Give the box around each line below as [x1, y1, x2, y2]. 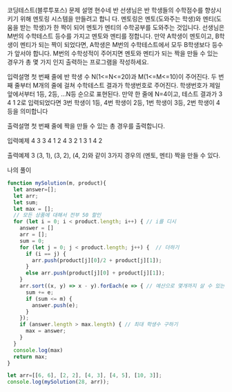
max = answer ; [25, 328, 67, 335]
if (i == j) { [25, 250, 67, 257]
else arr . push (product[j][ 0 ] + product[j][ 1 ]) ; [25, 270, 166, 277]
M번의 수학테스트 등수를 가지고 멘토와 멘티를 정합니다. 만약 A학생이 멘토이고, [7, 32, 214, 40]
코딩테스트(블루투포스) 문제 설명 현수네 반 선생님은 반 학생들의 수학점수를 [7, 6, 204, 14]
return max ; [13, 353, 48, 360]
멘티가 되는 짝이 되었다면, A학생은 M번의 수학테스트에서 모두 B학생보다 [19, 41, 211, 48]
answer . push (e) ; [32, 301, 79, 309]
